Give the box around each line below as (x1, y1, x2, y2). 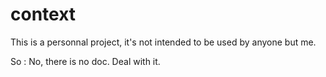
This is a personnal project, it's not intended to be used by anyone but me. (10, 36, 317, 48)
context (10, 3, 77, 26)
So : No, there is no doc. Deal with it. (10, 55, 161, 67)
